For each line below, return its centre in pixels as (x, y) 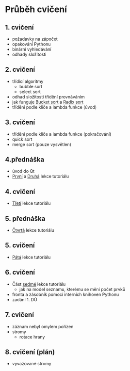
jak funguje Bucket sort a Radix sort (48, 102)
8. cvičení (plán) (30, 352)
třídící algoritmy (28, 81)
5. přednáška (25, 218)
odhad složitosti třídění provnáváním (48, 97)
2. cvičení (20, 70)
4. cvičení (20, 191)
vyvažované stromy (32, 364)
